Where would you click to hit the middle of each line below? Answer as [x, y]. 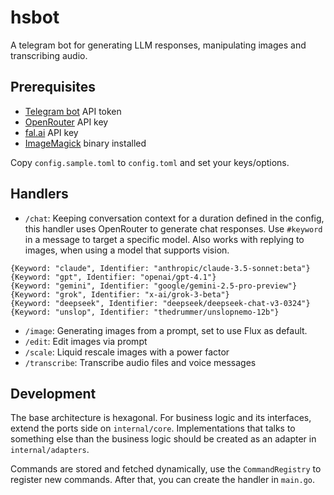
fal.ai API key [51, 132]
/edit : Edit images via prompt [86, 341]
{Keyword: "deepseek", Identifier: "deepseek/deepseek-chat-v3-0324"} [160, 303]
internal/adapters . [50, 450]
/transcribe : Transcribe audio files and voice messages [140, 362]
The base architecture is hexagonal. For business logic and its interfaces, [161, 418]
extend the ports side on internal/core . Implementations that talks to [153, 428]
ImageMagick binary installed [85, 143]
